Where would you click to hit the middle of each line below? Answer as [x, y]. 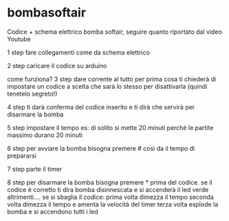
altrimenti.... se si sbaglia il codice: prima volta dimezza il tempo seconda [111, 197]
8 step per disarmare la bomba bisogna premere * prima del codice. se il [110, 182]
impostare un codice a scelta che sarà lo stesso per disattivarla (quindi [107, 86]
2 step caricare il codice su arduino [57, 65]
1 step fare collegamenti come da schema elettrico [78, 52]
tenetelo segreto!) [32, 94]
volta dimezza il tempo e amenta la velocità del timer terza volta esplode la [113, 204]
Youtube [19, 39]
